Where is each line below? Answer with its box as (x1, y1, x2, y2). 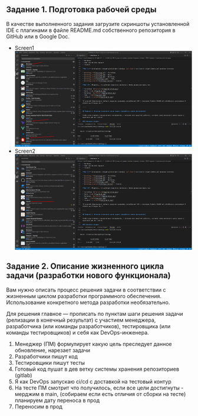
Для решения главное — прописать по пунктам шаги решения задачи (6, 310, 183, 317)
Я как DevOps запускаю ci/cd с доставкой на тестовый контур (14, 378, 172, 385)
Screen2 (14, 147, 35, 154)
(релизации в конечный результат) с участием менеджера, (6, 316, 156, 323)
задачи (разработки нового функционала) (6, 270, 171, 280)
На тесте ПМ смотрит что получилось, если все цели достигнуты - (14, 384, 184, 391)
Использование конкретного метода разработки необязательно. (6, 299, 170, 306)
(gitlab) (14, 371, 32, 379)
